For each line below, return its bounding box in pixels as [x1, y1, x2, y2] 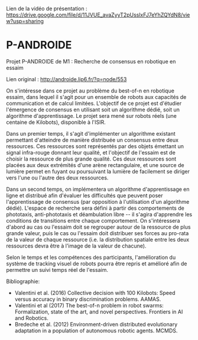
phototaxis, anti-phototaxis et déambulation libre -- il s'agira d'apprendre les [6, 210, 193, 218]
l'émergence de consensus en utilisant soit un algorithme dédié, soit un [6, 106, 180, 113]
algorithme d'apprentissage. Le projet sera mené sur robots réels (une [6, 112, 177, 119]
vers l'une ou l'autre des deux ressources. [6, 174, 109, 181]
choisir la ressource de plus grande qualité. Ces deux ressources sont [6, 155, 177, 162]
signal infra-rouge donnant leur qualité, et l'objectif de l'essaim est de [6, 149, 176, 156]
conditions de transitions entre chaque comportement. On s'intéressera [6, 217, 180, 224]
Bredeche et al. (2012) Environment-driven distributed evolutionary [14, 320, 178, 328]
